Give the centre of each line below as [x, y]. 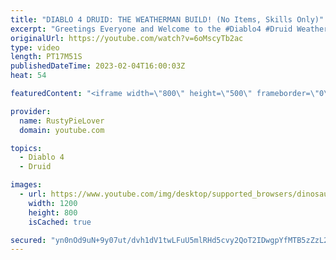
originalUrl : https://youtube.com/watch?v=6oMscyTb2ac [127, 38]
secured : [28, 240]
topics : [26, 148]
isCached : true [60, 222]
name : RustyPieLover [62, 121]
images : [26, 185]
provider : [31, 111]
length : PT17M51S [46, 57]
